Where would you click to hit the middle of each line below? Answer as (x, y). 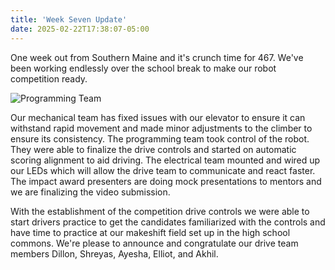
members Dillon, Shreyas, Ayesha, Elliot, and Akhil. (114, 253)
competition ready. (49, 78)
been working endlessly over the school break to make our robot (143, 68)
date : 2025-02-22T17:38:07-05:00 (80, 29)
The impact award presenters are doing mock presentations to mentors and (166, 181)
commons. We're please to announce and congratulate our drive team (154, 243)
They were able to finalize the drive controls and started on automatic (153, 149)
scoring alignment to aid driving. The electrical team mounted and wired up (165, 160)
